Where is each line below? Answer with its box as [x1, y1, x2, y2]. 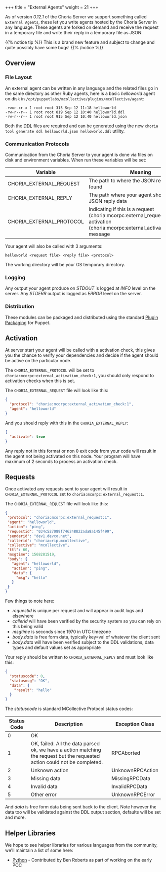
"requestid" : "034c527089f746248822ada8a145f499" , [7, 529, 114, 534]
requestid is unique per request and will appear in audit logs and [12, 608, 143, 614]
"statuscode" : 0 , [9, 673, 45, 679]
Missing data [30, 775, 61, 782]
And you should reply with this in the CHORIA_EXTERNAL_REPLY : [5, 420, 128, 426]
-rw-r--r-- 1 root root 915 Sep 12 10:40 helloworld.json [5, 114, 127, 119]
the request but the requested [30, 753, 100, 760]
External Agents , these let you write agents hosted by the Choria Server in [5, 19, 157, 25]
